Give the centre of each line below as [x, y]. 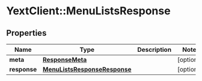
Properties [26, 33]
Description [155, 50]
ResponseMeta [65, 60]
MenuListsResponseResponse [87, 69]
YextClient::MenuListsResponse [88, 11]
